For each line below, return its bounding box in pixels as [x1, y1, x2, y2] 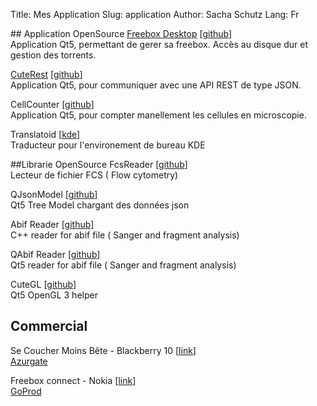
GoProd [10, 385, 42, 397]
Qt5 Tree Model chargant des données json [10, 199, 190, 211]
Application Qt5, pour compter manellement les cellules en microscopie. [10, 109, 307, 121]
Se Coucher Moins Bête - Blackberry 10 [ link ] [10, 344, 197, 356]
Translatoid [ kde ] [10, 129, 81, 140]
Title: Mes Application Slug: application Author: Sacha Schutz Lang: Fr [10, 9, 300, 20]
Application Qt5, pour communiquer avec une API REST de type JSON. [10, 79, 302, 91]
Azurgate [10, 355, 48, 367]
